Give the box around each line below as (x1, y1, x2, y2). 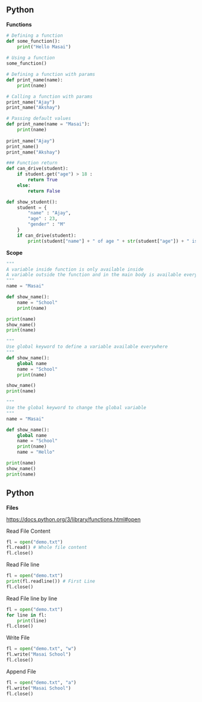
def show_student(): (6, 199, 58, 205)
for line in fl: (6, 612, 47, 618)
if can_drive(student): (17, 232, 77, 239)
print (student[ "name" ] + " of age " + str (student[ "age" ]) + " (28, 238, 189, 244)
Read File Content (6, 527, 50, 534)
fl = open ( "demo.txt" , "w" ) (6, 646, 77, 652)
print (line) (17, 618, 47, 624)
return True (28, 177, 58, 183)
